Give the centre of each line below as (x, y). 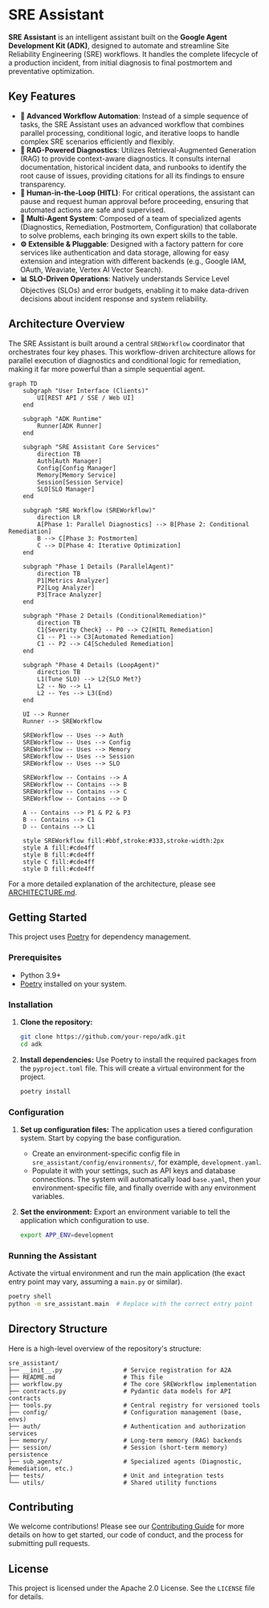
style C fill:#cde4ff (59, 861)
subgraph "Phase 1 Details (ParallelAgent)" (98, 567)
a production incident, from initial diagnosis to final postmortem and (120, 63)
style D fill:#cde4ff (59, 869)
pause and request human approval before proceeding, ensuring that (134, 201)
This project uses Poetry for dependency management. (100, 937)
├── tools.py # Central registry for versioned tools (134, 1405)
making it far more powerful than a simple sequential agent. (107, 369)
